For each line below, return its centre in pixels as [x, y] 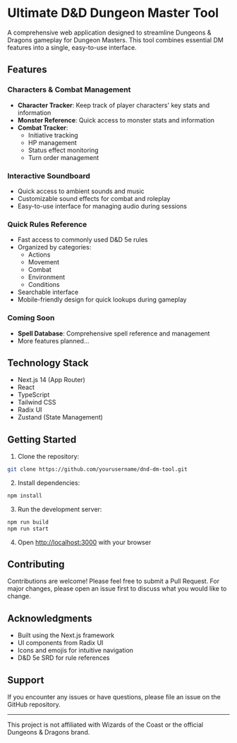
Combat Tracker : [43, 128]
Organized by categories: [54, 247]
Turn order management [63, 157]
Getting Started [42, 440]
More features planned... [53, 340]
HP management [53, 142]
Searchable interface [48, 292]
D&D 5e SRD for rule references [63, 658]
